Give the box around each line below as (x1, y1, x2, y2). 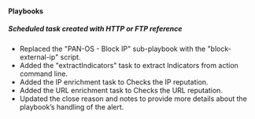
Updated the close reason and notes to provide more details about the (19, 94, 248, 103)
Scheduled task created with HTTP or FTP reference (8, 24, 183, 34)
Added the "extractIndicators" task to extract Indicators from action (19, 60, 238, 70)
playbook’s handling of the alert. (19, 102, 124, 111)
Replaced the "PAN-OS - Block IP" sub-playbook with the (19, 44, 206, 53)
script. (60, 52, 81, 62)
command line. (19, 69, 68, 78)
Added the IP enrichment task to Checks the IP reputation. (19, 77, 209, 86)
